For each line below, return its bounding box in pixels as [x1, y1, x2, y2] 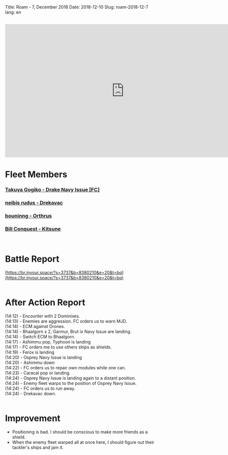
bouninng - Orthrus [5, 212, 52, 219]
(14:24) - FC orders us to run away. [5, 385, 76, 391]
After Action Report [5, 297, 85, 308]
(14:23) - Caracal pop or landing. [5, 370, 71, 376]
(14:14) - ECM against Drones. [5, 324, 65, 329]
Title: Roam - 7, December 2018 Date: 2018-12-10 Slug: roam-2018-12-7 [5, 4, 149, 10]
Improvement [5, 413, 61, 424]
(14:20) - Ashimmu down [5, 360, 55, 365]
